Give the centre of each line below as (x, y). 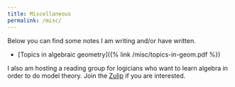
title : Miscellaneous (39, 14)
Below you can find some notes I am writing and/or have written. (102, 40)
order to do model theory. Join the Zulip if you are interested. (97, 76)
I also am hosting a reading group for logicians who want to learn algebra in (118, 68)
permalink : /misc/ (34, 21)
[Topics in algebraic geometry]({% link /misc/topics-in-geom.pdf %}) (119, 54)
